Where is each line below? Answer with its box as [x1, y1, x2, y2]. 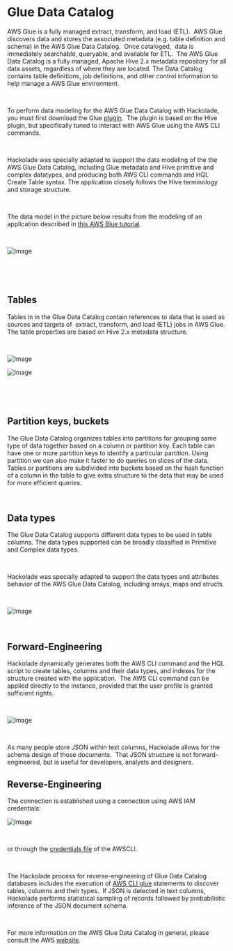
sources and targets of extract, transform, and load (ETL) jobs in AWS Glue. [7, 320, 225, 328]
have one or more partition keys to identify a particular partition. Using [7, 448, 209, 457]
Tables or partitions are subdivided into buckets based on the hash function [7, 464, 224, 472]
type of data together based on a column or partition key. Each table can [7, 441, 216, 450]
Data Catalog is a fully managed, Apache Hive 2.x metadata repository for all [7, 57, 227, 65]
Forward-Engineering [7, 640, 102, 653]
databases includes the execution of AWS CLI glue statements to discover [7, 879, 219, 887]
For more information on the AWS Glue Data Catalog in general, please [7, 929, 209, 936]
